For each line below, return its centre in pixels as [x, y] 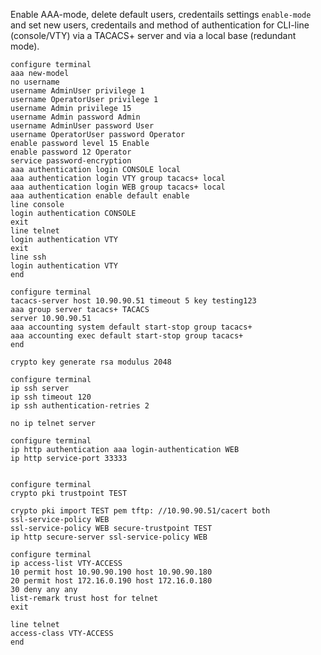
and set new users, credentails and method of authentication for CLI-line [160, 25]
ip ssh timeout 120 [51, 397]
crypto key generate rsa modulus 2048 [91, 362]
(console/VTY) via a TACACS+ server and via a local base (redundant [153, 35]
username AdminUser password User [82, 126]
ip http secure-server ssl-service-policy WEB [109, 537]
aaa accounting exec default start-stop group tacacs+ [127, 336]
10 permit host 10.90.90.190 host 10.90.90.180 [111, 572]
